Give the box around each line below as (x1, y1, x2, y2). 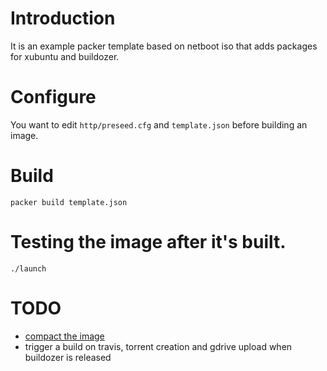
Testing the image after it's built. (10, 231, 287, 253)
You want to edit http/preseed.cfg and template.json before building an (10, 118, 308, 131)
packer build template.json (10, 197, 128, 207)
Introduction (10, 7, 116, 30)
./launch (10, 263, 47, 274)
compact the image (24, 330, 105, 342)
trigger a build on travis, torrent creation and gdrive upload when (24, 340, 293, 352)
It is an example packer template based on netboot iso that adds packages (10, 40, 318, 52)
